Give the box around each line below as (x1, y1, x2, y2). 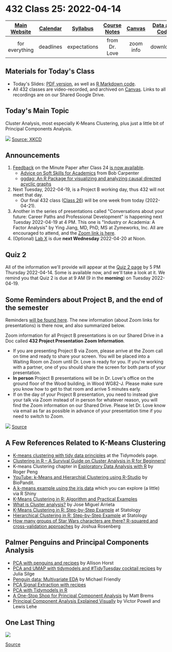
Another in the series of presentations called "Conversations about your (12, 208, 165, 215)
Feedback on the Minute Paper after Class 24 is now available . (12, 165, 145, 171)
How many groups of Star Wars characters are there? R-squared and (12, 517, 158, 524)
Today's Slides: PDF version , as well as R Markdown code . (12, 81, 136, 87)
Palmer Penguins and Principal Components (5, 538, 149, 547)
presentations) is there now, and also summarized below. (5, 322, 125, 329)
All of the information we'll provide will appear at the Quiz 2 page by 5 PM (5, 264, 161, 270)
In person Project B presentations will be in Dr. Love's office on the (12, 375, 155, 381)
